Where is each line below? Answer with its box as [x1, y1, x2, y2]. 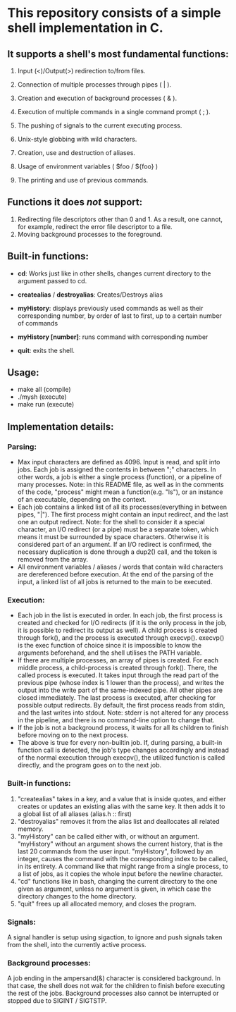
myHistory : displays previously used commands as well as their [17, 304, 204, 312]
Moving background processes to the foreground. [17, 230, 163, 238]
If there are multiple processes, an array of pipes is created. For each [17, 656, 218, 665]
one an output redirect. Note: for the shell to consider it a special [17, 518, 206, 526]
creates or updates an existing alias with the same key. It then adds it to [17, 802, 225, 810]
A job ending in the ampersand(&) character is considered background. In [7, 974, 221, 982]
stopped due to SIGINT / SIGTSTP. [7, 996, 107, 1005]
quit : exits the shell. [17, 346, 75, 354]
